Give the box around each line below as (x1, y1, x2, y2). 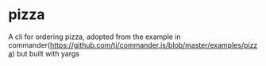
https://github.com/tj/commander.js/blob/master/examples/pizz (50, 40, 258, 49)
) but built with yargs (11, 49, 79, 58)
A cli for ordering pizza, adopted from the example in (8, 32, 181, 41)
